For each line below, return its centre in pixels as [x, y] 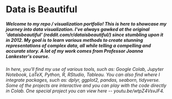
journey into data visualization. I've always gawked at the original [78, 29]
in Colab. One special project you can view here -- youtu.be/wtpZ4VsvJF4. [85, 91]
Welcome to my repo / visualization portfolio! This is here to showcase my [86, 23]
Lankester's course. [28, 56]
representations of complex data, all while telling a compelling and [78, 45]
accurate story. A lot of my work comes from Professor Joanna [74, 51]
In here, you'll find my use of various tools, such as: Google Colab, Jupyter [85, 69]
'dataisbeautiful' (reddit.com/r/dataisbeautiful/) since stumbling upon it [84, 35]
